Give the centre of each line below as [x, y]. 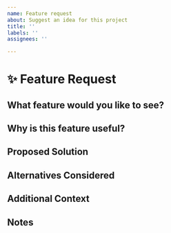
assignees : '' [28, 39]
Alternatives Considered [61, 175]
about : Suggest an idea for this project [68, 20]
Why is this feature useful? [66, 129]
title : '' [21, 26]
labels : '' [23, 33]
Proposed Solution [48, 152]
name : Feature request [40, 13]
